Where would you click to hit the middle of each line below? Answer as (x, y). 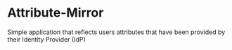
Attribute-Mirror (56, 13)
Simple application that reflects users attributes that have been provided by (116, 32)
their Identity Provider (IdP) (46, 39)
